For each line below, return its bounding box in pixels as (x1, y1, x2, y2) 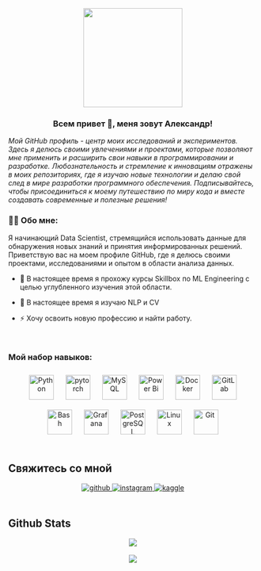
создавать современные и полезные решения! (8, 195, 168, 205)
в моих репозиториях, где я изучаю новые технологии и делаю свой (8, 170, 241, 179)
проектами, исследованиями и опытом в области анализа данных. (8, 258, 235, 268)
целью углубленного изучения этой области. (19, 282, 172, 292)
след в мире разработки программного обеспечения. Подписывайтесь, (8, 178, 255, 188)
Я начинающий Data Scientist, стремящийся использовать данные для (8, 233, 247, 243)
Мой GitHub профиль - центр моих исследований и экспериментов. (8, 136, 238, 146)
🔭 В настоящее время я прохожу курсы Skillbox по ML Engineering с (19, 274, 250, 283)
